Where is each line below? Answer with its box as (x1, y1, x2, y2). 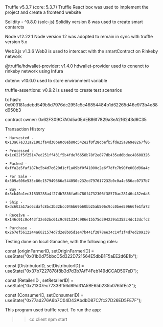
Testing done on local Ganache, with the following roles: (5, 239, 118, 244)
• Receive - (5, 213, 29, 218)
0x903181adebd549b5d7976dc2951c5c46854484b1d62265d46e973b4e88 (5, 102, 158, 107)
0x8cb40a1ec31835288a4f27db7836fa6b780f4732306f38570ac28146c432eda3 (5, 191, 150, 196)
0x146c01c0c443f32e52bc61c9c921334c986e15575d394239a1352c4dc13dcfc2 (5, 217, 150, 222)
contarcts (5, 24, 24, 30)
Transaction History (5, 126, 45, 132)
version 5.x (5, 39, 28, 45)
